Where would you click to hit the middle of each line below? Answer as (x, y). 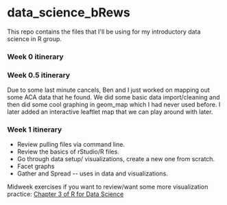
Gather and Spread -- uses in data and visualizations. (92, 173)
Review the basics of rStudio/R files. (68, 152)
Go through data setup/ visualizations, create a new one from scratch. (116, 159)
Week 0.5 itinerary (39, 75)
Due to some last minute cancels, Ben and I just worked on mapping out (109, 90)
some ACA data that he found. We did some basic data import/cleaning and (114, 97)
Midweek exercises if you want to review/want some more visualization (108, 187)
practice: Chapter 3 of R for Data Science (65, 194)
